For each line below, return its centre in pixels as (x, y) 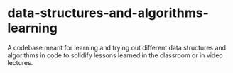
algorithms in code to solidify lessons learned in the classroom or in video (115, 55)
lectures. (20, 62)
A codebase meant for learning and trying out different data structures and (116, 47)
